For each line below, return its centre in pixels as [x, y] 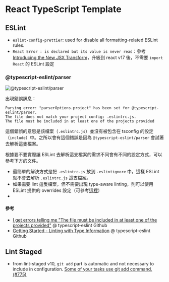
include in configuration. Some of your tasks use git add [71, 269]
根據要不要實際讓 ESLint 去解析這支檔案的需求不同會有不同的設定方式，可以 [84, 155]
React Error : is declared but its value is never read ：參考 [79, 51]
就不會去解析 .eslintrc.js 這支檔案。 [52, 178]
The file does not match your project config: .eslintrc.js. [71, 117]
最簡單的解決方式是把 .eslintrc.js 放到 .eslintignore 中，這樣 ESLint [86, 172]
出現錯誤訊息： [21, 99]
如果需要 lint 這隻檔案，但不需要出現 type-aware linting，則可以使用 [83, 184]
